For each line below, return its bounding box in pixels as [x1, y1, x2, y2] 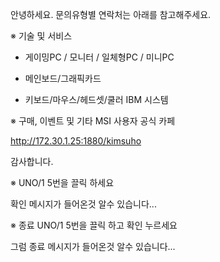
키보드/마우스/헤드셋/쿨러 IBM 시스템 [24, 94, 169, 105]
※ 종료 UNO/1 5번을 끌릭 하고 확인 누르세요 [10, 219, 178, 231]
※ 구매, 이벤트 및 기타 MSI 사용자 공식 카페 [10, 115, 176, 127]
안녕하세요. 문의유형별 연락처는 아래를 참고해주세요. [10, 9, 212, 20]
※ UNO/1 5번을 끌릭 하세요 [10, 177, 115, 188]
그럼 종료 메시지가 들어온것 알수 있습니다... [10, 241, 176, 252]
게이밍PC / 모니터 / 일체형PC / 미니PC [24, 51, 175, 63]
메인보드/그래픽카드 [24, 73, 102, 84]
